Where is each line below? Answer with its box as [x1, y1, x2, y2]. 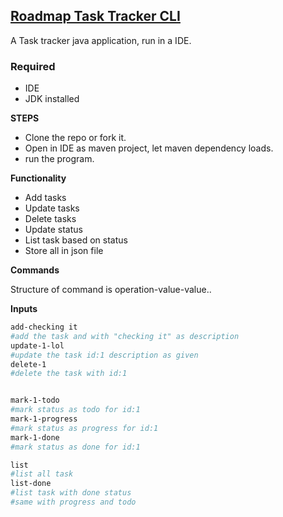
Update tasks [24, 202, 80, 214]
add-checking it [10, 322, 78, 333]
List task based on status [24, 234, 128, 246]
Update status [24, 224, 83, 236]
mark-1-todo [10, 395, 60, 406]
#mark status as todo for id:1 [10, 405, 141, 415]
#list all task [10, 469, 74, 479]
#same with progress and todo [10, 497, 137, 508]
